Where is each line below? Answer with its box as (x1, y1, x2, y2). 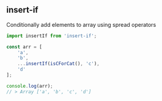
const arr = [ (6, 44, 43, 50)
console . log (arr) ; (6, 83, 53, 89)
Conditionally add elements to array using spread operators (6, 21, 156, 28)
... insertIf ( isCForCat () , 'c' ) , (17, 61, 100, 67)
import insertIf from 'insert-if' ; (6, 33, 97, 39)
